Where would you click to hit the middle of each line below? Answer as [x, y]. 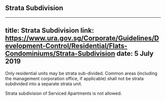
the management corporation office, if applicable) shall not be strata [75, 78]
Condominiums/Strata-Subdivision [60, 54]
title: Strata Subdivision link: [50, 31]
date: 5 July [135, 54]
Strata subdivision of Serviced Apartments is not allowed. [63, 93]
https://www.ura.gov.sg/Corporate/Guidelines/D [82, 38]
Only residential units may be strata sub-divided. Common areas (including [81, 73]
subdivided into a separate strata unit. [44, 84]
